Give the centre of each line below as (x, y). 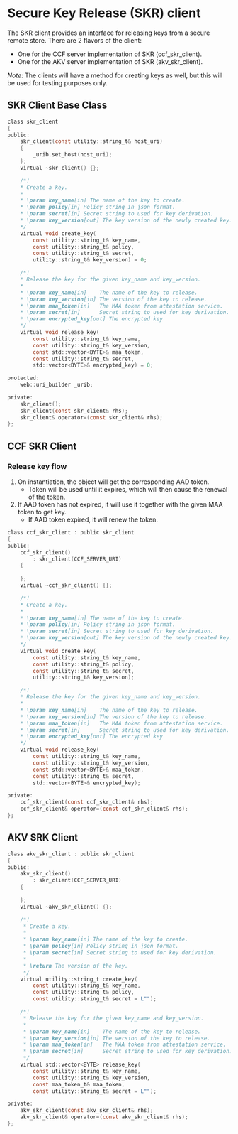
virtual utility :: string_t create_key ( (79, 979)
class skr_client (33, 121)
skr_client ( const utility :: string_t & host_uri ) (91, 141)
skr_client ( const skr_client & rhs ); (74, 411)
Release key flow (37, 466)
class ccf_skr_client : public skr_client (71, 533)
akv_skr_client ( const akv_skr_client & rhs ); (87, 1111)
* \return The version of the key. (76, 966)
